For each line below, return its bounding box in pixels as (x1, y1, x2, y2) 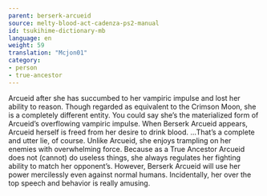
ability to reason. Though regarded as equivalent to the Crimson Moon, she (8, 102, 257, 111)
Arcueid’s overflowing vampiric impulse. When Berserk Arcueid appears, (8, 118, 249, 128)
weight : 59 (8, 42, 45, 50)
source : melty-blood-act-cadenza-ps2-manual (8, 19, 160, 27)
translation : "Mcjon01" (8, 49, 88, 57)
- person (8, 64, 38, 72)
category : (8, 57, 42, 65)
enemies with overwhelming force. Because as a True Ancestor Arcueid (8, 144, 245, 154)
